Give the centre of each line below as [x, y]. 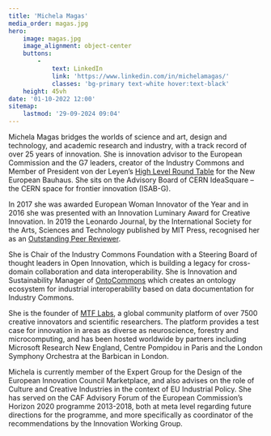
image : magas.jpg [52, 38]
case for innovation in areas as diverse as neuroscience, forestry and [123, 330]
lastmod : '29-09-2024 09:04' [72, 114]
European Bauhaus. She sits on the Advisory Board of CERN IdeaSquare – [131, 180]
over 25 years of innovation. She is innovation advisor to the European [125, 154]
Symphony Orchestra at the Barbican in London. [89, 356]
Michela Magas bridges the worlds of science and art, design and [118, 137]
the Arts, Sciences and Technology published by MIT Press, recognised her [134, 230]
